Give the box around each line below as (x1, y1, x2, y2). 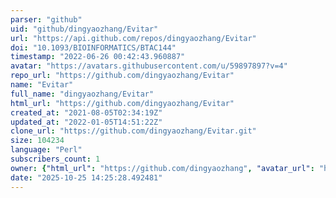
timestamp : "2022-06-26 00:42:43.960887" (10, 52, 186, 62)
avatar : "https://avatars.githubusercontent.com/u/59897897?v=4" (10, 61, 288, 71)
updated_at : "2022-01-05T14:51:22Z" (10, 117, 163, 127)
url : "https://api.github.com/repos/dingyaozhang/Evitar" (10, 33, 257, 43)
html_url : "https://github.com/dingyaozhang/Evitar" (10, 98, 235, 108)
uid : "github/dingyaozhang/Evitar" (10, 24, 159, 34)
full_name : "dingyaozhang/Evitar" (10, 89, 155, 99)
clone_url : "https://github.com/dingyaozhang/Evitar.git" (10, 126, 257, 136)
